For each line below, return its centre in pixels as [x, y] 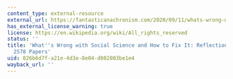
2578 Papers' [32, 52]
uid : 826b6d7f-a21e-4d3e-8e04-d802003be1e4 [71, 58]
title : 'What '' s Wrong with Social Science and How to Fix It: [101, 45]
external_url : [28, 20]
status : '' [23, 39]
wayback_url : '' [31, 65]
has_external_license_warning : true [60, 26]
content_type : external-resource [55, 13]
